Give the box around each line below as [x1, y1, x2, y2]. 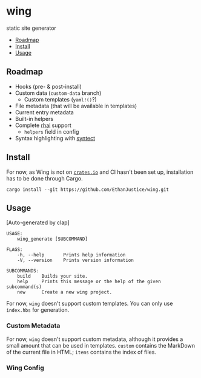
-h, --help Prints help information [17, 252, 126, 258]
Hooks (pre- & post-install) [15, 83, 82, 90]
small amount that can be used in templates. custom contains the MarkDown [6, 342, 196, 349]
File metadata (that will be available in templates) [15, 102, 137, 109]
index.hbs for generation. [6, 306, 70, 314]
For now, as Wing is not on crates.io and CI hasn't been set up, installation [6, 168, 194, 176]
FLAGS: [6, 247, 23, 253]
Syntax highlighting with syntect [15, 134, 96, 142]
